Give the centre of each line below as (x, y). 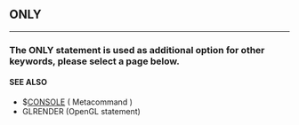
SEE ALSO (28, 82)
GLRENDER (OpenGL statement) (81, 111)
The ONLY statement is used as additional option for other (137, 50)
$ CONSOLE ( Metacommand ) (77, 102)
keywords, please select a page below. (94, 61)
